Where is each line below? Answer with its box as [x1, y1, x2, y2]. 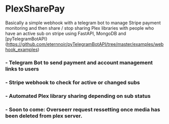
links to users [5, 65, 39, 72]
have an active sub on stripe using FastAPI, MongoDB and [5, 30, 126, 36]
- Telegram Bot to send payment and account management [5, 59, 153, 66]
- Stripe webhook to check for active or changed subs [5, 79, 140, 86]
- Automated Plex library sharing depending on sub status [5, 92, 151, 99]
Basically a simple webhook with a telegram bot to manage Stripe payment [5, 20, 161, 26]
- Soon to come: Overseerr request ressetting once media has [5, 106, 160, 113]
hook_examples [5, 46, 38, 52]
